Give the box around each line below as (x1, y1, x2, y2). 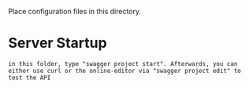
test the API (8, 74, 51, 82)
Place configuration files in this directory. (8, 7, 142, 16)
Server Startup (8, 35, 108, 52)
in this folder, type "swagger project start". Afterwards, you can (8, 60, 238, 68)
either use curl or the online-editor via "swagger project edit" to (8, 67, 242, 75)
